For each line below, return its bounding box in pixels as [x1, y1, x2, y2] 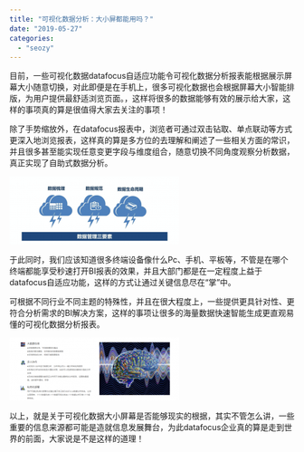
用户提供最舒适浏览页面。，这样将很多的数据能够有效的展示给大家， [33, 93, 283, 104]
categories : [9, 34, 54, 43]
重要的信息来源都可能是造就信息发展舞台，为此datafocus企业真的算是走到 [9, 422, 285, 433]
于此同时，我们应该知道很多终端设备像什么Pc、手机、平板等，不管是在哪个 [9, 255, 289, 265]
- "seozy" [17, 43, 54, 53]
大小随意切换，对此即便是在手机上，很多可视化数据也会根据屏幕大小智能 [16, 82, 287, 92]
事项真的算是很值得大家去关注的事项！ [24, 104, 168, 115]
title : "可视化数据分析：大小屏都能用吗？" [9, 14, 154, 24]
